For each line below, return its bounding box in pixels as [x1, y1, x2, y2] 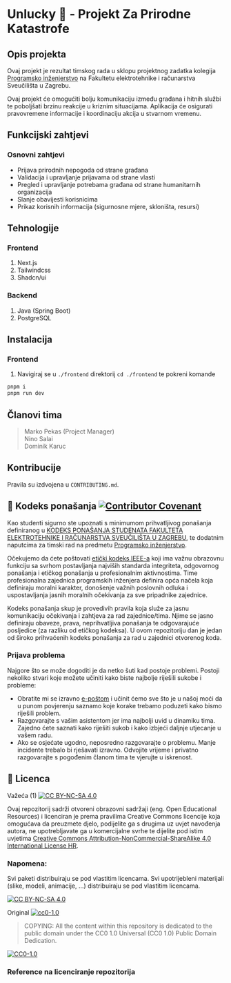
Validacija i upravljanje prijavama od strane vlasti [17, 173, 155, 182]
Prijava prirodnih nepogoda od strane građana [17, 166, 148, 174]
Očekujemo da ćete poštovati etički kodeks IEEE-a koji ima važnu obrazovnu [7, 554, 224, 562]
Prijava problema [7, 650, 66, 660]
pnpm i [7, 383, 26, 391]
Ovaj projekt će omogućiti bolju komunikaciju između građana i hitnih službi [7, 95, 222, 103]
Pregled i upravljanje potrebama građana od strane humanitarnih [17, 180, 201, 188]
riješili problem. [17, 709, 61, 717]
